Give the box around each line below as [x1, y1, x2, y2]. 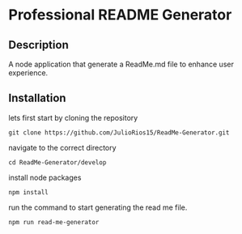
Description [8, 38, 69, 52]
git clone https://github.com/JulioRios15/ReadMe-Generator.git [8, 128, 230, 137]
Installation [8, 91, 66, 105]
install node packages [8, 172, 82, 182]
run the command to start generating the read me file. [8, 202, 188, 212]
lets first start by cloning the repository [8, 113, 138, 122]
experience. [8, 68, 49, 78]
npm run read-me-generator [8, 218, 100, 226]
